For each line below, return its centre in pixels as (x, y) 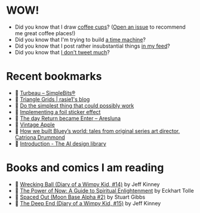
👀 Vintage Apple (35, 124)
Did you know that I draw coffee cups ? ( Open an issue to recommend (100, 27)
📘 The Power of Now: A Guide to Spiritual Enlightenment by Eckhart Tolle (104, 190)
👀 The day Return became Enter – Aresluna (68, 118)
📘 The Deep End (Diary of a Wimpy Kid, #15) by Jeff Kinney (88, 203)
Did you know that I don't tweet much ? (62, 52)
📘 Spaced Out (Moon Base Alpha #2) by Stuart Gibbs (80, 197)
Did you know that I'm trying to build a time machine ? (80, 39)
